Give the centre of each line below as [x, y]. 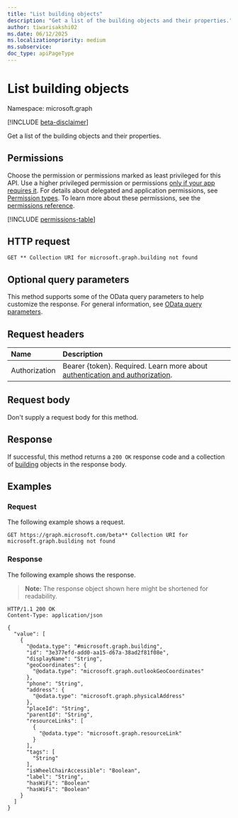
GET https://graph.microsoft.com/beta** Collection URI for [98, 535]
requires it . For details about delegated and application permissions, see [113, 190]
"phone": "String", [55, 683]
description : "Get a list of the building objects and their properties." [120, 21]
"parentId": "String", [59, 714]
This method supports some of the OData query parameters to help [106, 297]
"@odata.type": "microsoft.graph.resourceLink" [110, 733]
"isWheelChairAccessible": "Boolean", [83, 770]
